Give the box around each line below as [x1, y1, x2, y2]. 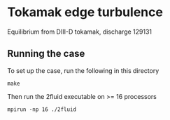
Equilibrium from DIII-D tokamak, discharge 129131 [7, 27, 153, 36]
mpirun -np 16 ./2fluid [7, 106, 77, 113]
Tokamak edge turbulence [7, 4, 163, 20]
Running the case [7, 48, 85, 60]
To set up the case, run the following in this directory [7, 66, 160, 74]
